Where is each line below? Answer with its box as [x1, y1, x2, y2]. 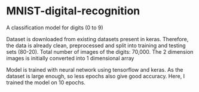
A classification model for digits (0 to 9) [6, 24, 103, 31]
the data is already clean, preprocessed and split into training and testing [6, 42, 186, 49]
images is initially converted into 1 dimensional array [6, 54, 134, 62]
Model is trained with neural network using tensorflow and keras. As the [6, 66, 183, 73]
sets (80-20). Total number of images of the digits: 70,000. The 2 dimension [6, 48, 194, 55]
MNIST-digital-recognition [6, 4, 140, 18]
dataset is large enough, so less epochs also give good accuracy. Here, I [6, 72, 185, 79]
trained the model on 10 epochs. [6, 79, 85, 86]
